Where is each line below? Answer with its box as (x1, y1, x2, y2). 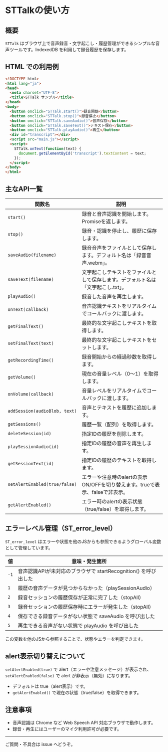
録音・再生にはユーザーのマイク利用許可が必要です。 (12, 726, 121, 732)
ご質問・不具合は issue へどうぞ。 (5, 741, 75, 747)
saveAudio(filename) (7, 252, 56, 258)
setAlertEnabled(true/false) (7, 482, 77, 487)
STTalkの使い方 (5, 5, 70, 16)
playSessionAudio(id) (7, 444, 59, 449)
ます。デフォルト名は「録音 (81, 252, 146, 259)
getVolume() (7, 374, 36, 380)
